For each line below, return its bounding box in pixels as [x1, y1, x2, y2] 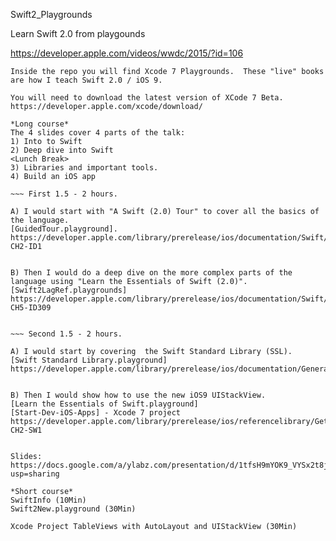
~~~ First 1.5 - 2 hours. [10, 189, 118, 199]
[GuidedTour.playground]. [10, 224, 118, 234]
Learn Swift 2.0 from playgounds [10, 28, 146, 39]
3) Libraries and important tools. [10, 163, 159, 173]
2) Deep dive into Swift [10, 145, 114, 155]
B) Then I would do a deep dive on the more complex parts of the [10, 268, 293, 278]
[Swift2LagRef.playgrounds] [10, 285, 128, 295]
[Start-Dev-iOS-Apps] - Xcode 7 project [10, 408, 182, 418]
